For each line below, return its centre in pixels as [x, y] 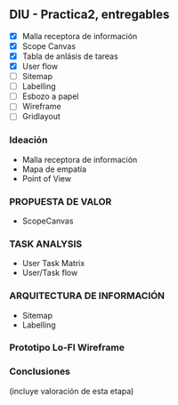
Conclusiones [40, 371]
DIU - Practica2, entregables [89, 15]
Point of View [47, 178]
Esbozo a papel [50, 96]
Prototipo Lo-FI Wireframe [67, 348]
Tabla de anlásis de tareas [70, 56]
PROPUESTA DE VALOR [61, 201]
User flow [40, 66]
